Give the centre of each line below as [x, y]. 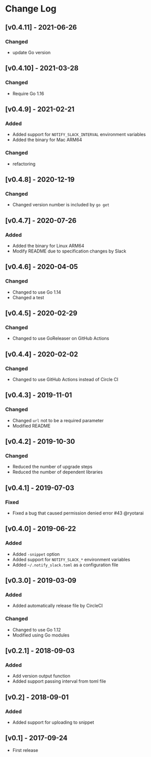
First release [25, 750]
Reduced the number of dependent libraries [57, 472]
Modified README [31, 426]
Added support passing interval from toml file [59, 681]
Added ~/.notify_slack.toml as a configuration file [65, 565]
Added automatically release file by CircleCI [57, 606]
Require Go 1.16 [28, 93]
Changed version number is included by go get [61, 205]
